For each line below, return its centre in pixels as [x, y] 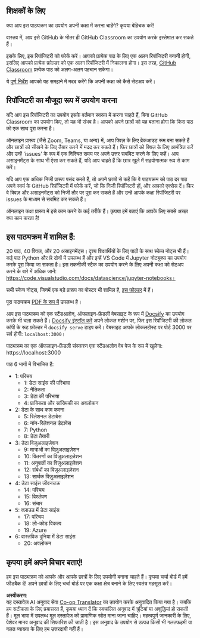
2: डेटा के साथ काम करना [39, 410]
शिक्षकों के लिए [26, 11]
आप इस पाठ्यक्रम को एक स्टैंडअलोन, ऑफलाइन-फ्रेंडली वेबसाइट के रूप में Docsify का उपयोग [95, 314]
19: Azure [35, 530]
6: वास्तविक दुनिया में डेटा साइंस [45, 537]
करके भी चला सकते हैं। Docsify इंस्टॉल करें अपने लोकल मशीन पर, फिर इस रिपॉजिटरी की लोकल [99, 320]
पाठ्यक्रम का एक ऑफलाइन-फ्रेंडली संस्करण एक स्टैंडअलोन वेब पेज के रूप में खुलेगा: [85, 346]
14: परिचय [34, 490]
